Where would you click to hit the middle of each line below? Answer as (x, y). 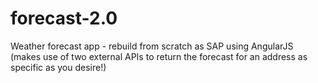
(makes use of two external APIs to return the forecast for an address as (159, 56)
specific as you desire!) (58, 67)
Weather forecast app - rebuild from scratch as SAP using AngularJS (152, 46)
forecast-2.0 (64, 18)
